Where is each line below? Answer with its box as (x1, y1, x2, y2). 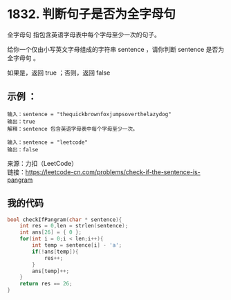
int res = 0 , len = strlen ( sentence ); (19, 223, 129, 229)
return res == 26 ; (19, 281, 73, 288)
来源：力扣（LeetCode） (7, 159, 78, 167)
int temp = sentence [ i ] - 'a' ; (32, 242, 122, 249)
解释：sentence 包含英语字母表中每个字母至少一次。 (7, 125, 138, 132)
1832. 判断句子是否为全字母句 (7, 6, 176, 22)
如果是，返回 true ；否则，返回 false (7, 68, 111, 77)
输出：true (7, 118, 36, 125)
